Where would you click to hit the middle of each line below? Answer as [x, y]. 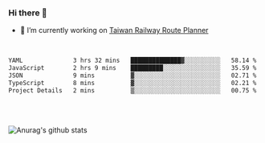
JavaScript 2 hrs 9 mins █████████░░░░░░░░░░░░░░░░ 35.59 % [132, 68]
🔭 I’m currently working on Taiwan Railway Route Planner [114, 31]
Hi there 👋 [28, 13]
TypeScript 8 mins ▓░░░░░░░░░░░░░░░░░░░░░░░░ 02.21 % [132, 83]
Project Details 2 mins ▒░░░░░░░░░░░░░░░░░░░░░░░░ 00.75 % [132, 90]
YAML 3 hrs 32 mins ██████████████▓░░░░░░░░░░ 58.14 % [132, 61]
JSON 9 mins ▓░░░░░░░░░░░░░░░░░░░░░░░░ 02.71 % [132, 76]
